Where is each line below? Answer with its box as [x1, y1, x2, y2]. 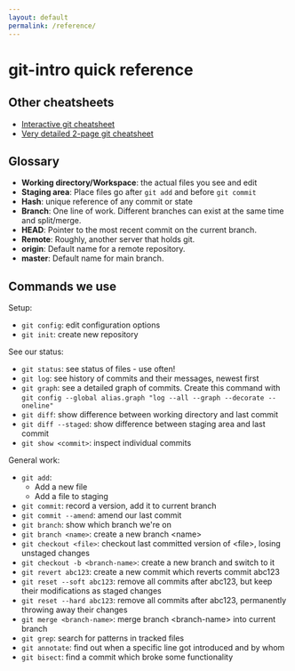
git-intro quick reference [8, 60, 194, 80]
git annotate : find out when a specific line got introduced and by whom [20, 643, 285, 653]
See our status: [8, 346, 64, 357]
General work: [8, 455, 60, 465]
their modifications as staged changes [20, 586, 162, 596]
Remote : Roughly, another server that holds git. [20, 234, 195, 245]
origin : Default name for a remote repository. [20, 244, 186, 255]
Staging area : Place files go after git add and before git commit [20, 187, 257, 198]
